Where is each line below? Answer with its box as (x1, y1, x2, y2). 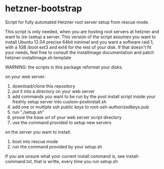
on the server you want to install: (5, 129, 71, 135)
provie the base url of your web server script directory (12, 114, 122, 120)
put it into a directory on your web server (12, 88, 95, 94)
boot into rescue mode (12, 138, 58, 145)
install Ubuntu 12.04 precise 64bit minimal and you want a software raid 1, (5, 39, 154, 45)
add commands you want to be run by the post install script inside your (12, 94, 156, 99)
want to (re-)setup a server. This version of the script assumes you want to (5, 34, 156, 40)
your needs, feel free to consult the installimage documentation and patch (5, 49, 154, 55)
